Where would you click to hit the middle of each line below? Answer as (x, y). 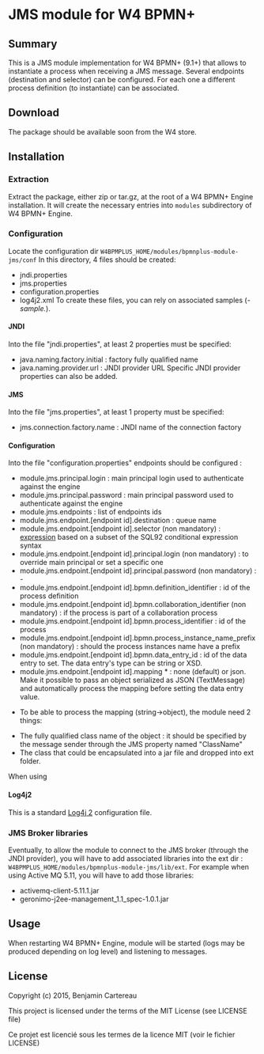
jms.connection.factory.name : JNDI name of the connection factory (130, 427)
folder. (30, 761)
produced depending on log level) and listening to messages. (108, 951)
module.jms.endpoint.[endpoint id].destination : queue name (118, 521)
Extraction (28, 180)
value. (30, 697)
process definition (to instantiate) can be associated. (94, 88)
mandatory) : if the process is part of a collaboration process (119, 613)
